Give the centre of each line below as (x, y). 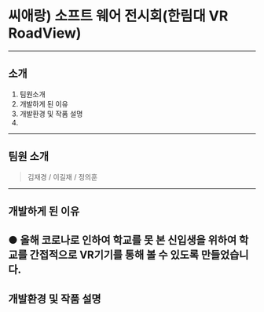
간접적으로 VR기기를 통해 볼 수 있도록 (114, 255)
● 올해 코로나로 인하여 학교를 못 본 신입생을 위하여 (123, 240)
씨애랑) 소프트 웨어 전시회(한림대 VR (118, 16)
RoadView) (45, 33)
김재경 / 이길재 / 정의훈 (62, 176)
